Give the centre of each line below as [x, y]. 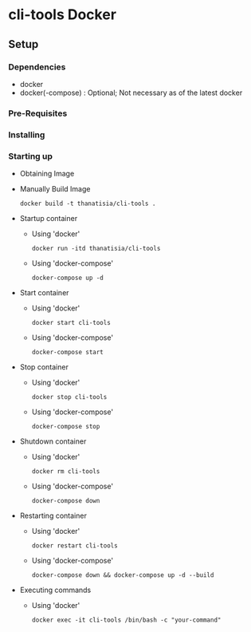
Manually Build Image [55, 189]
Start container [44, 293]
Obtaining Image [47, 174]
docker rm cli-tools [66, 472]
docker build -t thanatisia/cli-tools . [88, 204]
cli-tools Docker [63, 15]
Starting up [31, 156]
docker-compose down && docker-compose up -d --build [123, 575]
